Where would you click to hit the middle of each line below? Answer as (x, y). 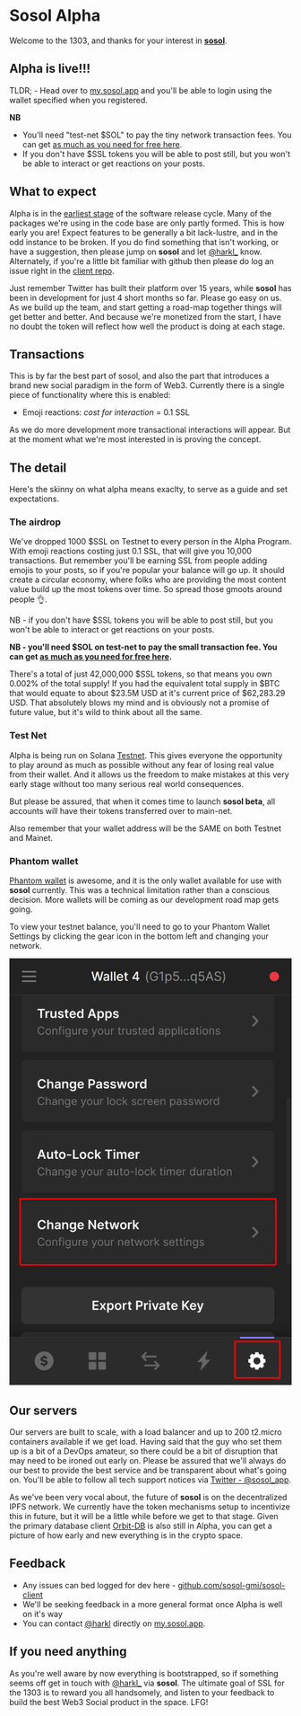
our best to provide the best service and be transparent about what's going (148, 1470)
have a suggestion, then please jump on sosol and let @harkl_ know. (136, 252)
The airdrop (35, 522)
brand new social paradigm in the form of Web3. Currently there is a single (147, 385)
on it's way (42, 1614)
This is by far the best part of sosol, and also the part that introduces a (139, 376)
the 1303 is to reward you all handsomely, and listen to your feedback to (142, 1692)
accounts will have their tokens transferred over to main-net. (121, 810)
